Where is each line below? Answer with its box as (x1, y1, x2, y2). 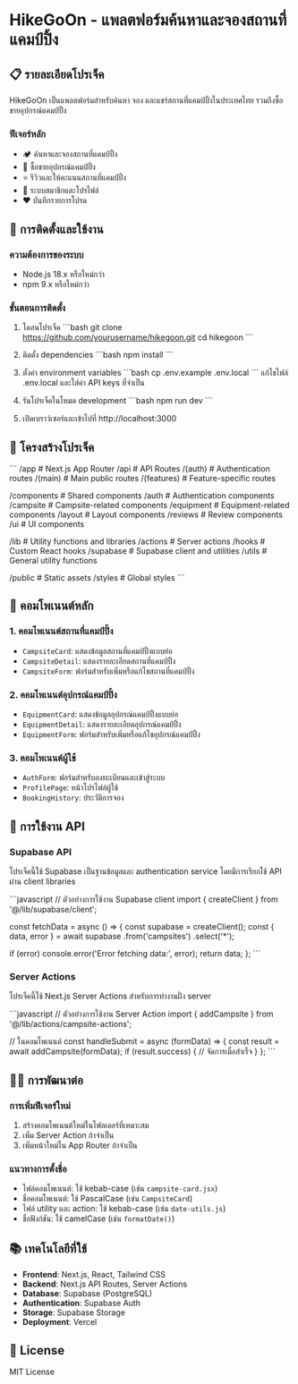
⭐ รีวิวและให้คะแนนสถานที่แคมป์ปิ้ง (21, 172, 127, 183)
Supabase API (9, 845, 72, 858)
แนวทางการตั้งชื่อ (9, 1162, 67, 1175)
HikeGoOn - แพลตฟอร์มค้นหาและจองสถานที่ (9, 10, 287, 30)
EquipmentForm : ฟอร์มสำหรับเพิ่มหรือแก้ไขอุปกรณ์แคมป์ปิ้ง (21, 729, 201, 740)
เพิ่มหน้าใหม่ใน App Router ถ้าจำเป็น (21, 1140, 138, 1151)
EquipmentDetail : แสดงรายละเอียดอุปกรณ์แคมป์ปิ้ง (21, 719, 182, 730)
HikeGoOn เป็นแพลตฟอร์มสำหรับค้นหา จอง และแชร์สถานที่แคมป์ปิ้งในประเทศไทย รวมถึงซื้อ (9, 95, 284, 106)
